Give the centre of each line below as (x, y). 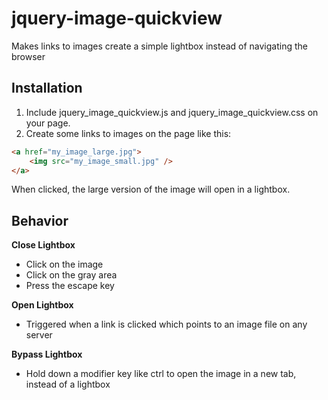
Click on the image (64, 264)
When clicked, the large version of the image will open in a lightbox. (151, 189)
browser (28, 56)
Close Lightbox (43, 245)
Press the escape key (70, 286)
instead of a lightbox (68, 384)
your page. (48, 123)
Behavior (40, 220)
